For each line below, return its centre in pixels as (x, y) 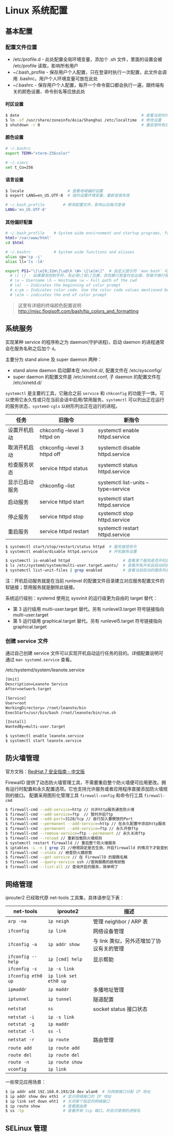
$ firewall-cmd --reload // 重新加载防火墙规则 (54, 838)
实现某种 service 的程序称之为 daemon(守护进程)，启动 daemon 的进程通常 (85, 342)
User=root (16, 703)
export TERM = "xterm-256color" (38, 153)
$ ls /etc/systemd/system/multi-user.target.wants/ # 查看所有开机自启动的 (86, 566)
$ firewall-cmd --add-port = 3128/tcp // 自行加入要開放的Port (69, 819)
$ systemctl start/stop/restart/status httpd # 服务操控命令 (71, 547)
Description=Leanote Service (37, 684)
